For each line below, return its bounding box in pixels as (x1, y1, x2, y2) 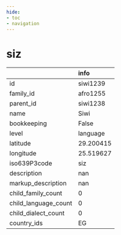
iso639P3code (9, 159, 53, 168)
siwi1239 (78, 79, 106, 88)
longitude (9, 149, 37, 158)
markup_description (9, 179, 67, 188)
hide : (6, 9, 20, 15)
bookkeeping (9, 119, 47, 128)
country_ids (9, 219, 43, 228)
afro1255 (78, 90, 106, 98)
